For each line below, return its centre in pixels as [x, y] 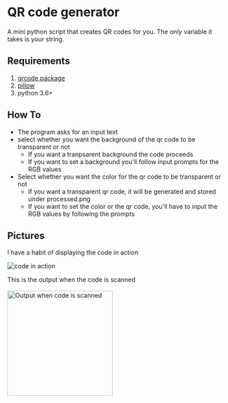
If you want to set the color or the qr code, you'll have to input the [123, 206]
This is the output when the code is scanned [71, 280]
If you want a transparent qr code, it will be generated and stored [122, 191]
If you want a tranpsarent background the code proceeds [110, 154]
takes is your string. [36, 39]
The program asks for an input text [67, 132]
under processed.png [59, 199]
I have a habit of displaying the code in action [73, 252]
